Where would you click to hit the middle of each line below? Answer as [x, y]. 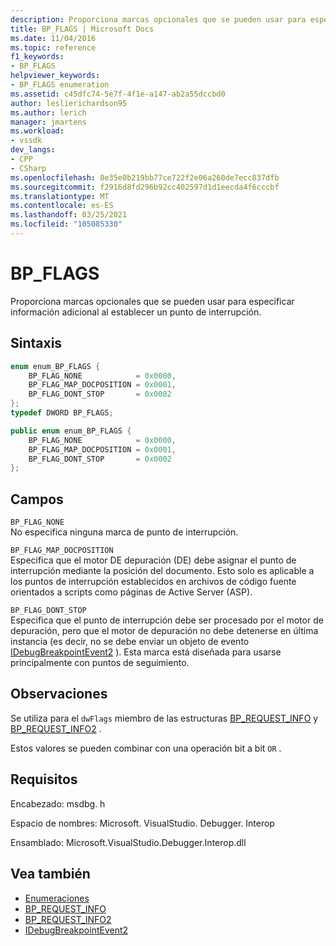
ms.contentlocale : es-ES [62, 206]
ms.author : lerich [48, 112]
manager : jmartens [48, 122]
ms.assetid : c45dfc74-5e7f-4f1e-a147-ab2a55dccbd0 [118, 94]
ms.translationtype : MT [60, 196]
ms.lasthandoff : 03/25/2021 [69, 215]
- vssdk [26, 141]
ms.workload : [37, 131]
